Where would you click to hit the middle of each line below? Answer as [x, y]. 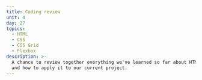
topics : [16, 29]
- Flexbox [24, 51]
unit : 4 [16, 17]
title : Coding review [33, 12]
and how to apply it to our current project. [70, 68]
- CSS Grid [25, 46]
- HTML [20, 34]
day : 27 [16, 23]
